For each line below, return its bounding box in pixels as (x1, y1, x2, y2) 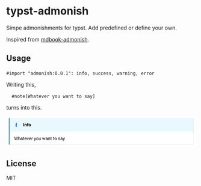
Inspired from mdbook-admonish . (6, 36, 90, 43)
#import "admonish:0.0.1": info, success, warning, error (6, 70, 155, 76)
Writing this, (6, 81, 36, 88)
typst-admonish (6, 4, 89, 18)
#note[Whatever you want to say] (11, 93, 96, 99)
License (6, 158, 37, 169)
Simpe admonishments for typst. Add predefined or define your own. (6, 24, 178, 31)
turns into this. (6, 104, 42, 111)
